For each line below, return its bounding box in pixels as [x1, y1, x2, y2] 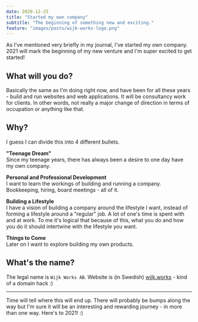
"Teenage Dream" [6, 149, 52, 157]
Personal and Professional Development [6, 174, 107, 181]
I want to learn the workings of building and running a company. [6, 180, 161, 187]
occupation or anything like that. [6, 106, 85, 113]
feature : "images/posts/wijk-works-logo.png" [6, 25, 120, 31]
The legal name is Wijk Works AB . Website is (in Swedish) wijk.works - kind [6, 273, 187, 281]
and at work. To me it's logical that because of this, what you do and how [6, 216, 184, 223]
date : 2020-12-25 [6, 8, 49, 15]
